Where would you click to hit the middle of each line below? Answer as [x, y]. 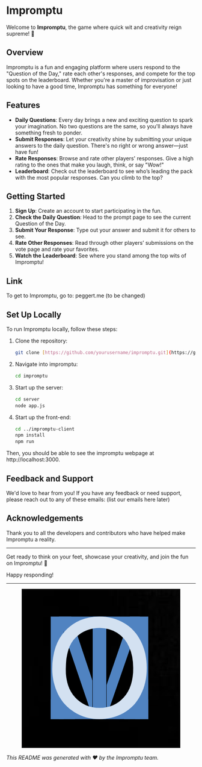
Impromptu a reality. [31, 539]
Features [23, 105]
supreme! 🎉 [20, 33]
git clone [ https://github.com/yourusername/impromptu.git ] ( [93, 353]
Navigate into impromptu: [46, 364]
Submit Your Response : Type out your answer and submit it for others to [105, 230]
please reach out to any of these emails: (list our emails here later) [88, 499]
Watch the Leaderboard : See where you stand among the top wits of [100, 256]
